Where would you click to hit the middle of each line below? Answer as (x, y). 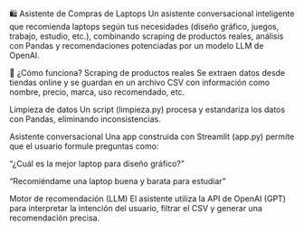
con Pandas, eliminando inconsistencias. (85, 119)
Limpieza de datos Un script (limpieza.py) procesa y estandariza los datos (147, 109)
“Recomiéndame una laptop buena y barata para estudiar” (118, 181)
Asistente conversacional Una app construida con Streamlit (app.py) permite (152, 136)
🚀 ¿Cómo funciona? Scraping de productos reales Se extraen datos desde (147, 73)
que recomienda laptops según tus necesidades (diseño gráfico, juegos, (144, 27)
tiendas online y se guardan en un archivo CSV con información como (139, 82)
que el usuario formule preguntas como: (84, 146)
